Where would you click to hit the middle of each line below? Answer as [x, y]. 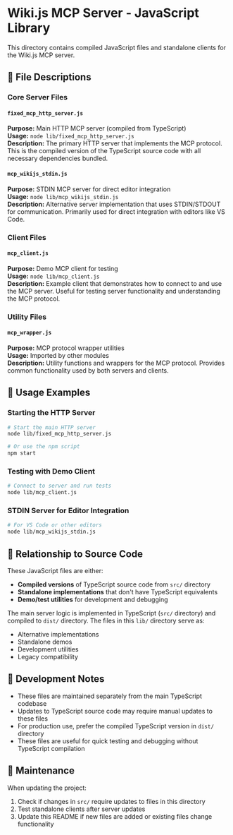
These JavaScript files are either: [55, 571]
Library [29, 28]
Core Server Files [38, 97]
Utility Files [27, 317]
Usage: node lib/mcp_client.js [53, 276]
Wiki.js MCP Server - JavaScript [103, 13]
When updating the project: [47, 788]
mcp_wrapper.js [30, 333]
